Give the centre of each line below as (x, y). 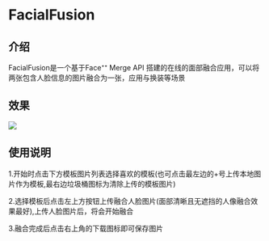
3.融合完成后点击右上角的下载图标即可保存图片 (86, 228)
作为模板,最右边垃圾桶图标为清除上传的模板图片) (95, 184)
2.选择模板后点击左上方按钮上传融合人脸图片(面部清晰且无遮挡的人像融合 (130, 201)
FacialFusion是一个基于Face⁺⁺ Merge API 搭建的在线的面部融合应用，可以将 (134, 68)
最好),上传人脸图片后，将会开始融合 (74, 211)
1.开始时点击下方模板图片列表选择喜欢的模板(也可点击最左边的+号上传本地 (131, 173)
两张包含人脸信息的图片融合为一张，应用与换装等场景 (97, 78)
